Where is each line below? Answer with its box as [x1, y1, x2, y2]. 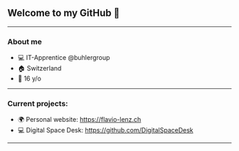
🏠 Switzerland [17, 64, 62, 73]
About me [7, 36, 43, 46]
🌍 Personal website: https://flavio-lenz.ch [17, 115, 142, 124]
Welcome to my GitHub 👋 [7, 7, 120, 19]
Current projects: [7, 99, 69, 109]
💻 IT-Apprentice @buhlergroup [17, 53, 110, 62]
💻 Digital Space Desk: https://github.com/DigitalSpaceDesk [17, 126, 193, 135]
